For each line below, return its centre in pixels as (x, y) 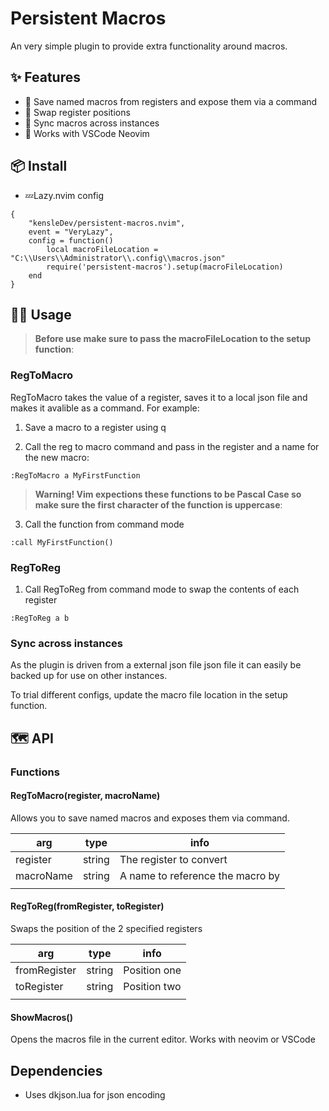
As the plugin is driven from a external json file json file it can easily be (156, 665)
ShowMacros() (41, 1017)
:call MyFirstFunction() (62, 542)
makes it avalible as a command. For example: (105, 408)
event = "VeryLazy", (71, 232)
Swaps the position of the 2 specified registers (106, 928)
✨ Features (45, 77)
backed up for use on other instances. (89, 676)
